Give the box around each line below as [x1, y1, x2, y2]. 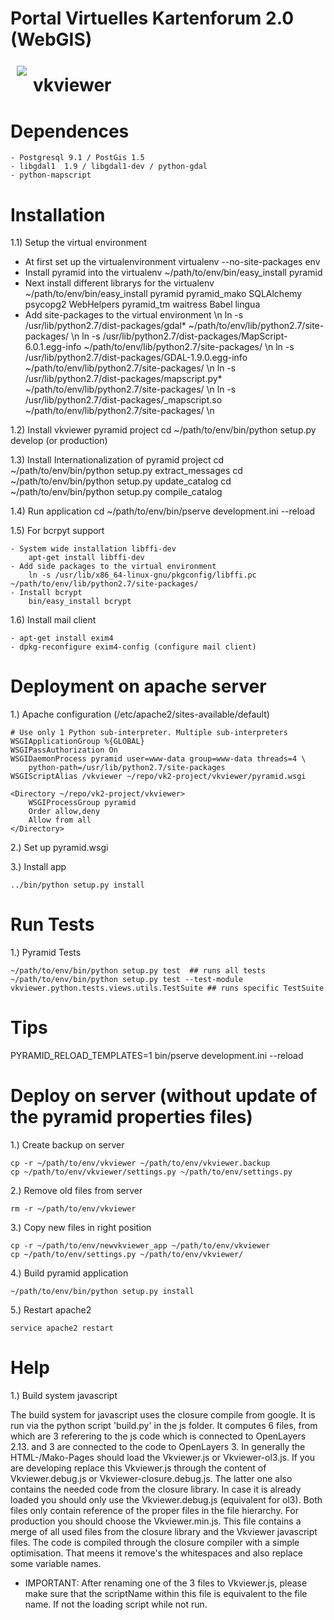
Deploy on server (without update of [10, 1085, 318, 1107]
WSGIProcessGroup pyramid [28, 798, 137, 808]
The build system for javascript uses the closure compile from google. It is [10, 1408, 316, 1421]
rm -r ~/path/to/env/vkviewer [10, 1204, 137, 1214]
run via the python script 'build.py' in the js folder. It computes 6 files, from [10, 1419, 318, 1431]
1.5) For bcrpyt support [10, 525, 105, 537]
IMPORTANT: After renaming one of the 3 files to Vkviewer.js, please [24, 1577, 308, 1589]
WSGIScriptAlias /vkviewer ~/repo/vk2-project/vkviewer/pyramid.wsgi [10, 772, 307, 782]
